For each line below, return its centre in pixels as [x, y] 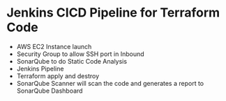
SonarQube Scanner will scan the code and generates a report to [110, 83]
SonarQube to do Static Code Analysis [71, 61]
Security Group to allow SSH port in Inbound [80, 54]
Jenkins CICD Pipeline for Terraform [113, 13]
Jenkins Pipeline [40, 68]
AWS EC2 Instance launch [54, 46]
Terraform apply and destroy [58, 76]
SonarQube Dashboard [50, 91]
